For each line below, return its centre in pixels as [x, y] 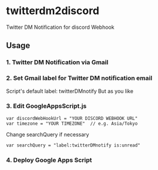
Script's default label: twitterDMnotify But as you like [70, 91]
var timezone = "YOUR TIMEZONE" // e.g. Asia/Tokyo [72, 124]
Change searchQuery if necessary [48, 134]
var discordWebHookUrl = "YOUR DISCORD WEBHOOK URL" [72, 118]
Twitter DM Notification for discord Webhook [60, 27]
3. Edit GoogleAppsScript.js [46, 106]
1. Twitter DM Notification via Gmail [57, 62]
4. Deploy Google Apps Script [49, 160]
